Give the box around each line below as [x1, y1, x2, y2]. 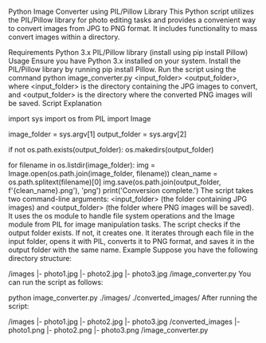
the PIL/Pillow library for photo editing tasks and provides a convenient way [8, 15, 256, 25]
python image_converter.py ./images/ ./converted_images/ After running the [8, 293, 257, 302]
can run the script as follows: [8, 278, 104, 286]
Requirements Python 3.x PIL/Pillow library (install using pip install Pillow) [8, 48, 248, 57]
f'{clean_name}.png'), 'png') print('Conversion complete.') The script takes [8, 186, 254, 195]
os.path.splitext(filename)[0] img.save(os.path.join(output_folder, [8, 177, 221, 187]
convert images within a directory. [8, 32, 120, 41]
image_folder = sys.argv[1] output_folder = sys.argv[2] [8, 129, 187, 139]
